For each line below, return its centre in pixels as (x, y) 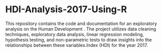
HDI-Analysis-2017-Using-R (66, 9)
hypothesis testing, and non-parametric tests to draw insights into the (79, 40)
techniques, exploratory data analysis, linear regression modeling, (75, 34)
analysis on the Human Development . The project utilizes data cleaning (81, 29)
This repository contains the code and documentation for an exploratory (81, 23)
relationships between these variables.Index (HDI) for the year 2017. (77, 45)
